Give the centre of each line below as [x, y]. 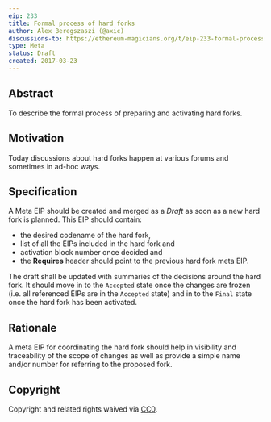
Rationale [33, 328]
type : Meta [27, 46]
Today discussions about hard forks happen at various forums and [119, 157]
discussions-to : [35, 38]
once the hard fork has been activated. [73, 303]
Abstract [31, 94]
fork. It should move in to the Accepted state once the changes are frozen [129, 285]
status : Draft [32, 53]
